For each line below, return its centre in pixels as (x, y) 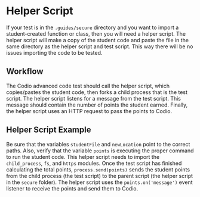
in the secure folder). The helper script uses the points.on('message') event (99, 182)
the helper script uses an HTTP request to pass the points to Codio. (89, 111)
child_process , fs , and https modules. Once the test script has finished (94, 163)
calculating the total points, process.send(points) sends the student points (98, 169)
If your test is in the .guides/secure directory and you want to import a (93, 27)
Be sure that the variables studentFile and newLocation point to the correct (98, 144)
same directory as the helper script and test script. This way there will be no (100, 46)
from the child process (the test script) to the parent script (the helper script (99, 176)
